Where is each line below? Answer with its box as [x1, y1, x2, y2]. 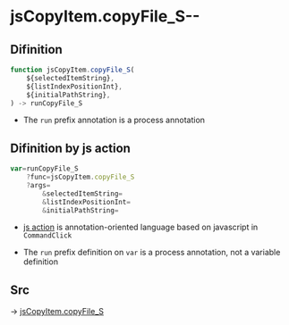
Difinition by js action [10, 140, 131, 155]
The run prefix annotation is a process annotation [22, 114, 205, 126]
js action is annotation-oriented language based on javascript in [22, 221, 259, 233]
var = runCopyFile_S [10, 164, 79, 173]
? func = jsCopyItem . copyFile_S [26, 172, 135, 182]
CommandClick [22, 231, 72, 240]
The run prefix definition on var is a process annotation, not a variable [22, 247, 281, 258]
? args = [26, 180, 51, 189]
